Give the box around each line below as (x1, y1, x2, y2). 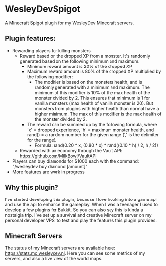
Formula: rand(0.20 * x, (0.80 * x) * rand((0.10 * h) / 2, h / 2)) (34, 142, 158, 148)
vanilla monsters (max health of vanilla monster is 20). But (34, 100, 153, 106)
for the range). (27, 137, 57, 143)
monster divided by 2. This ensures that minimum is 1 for (34, 95, 150, 101)
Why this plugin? (5, 183, 58, 192)
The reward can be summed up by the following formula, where (27, 121, 157, 127)
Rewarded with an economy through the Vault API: (19, 147, 123, 153)
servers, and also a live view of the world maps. (5, 256, 103, 262)
